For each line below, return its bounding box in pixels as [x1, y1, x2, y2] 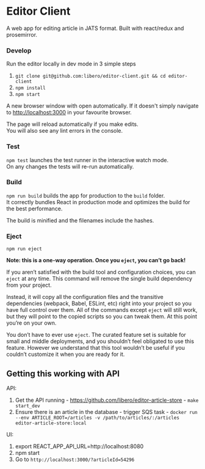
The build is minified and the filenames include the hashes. [6, 216, 154, 224]
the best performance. [6, 205, 63, 212]
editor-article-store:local [15, 420, 87, 426]
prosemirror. [6, 31, 38, 38]
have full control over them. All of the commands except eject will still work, [6, 306, 198, 314]
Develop [6, 46, 32, 54]
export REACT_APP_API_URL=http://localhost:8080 [15, 442, 144, 450]
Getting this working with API [6, 368, 120, 379]
